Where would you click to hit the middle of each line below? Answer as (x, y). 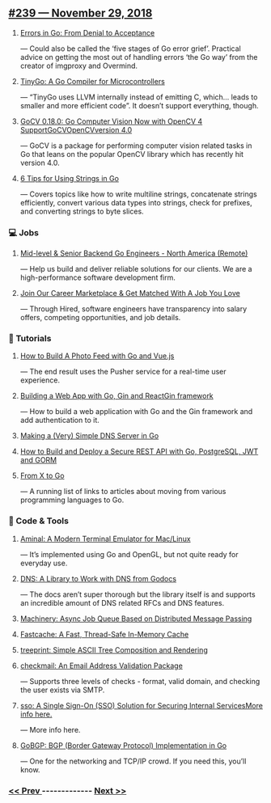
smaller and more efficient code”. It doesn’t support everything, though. (139, 105)
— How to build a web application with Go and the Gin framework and (136, 412)
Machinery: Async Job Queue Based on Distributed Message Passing (136, 619)
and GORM (38, 460)
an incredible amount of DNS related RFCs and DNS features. (122, 602)
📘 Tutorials (30, 339)
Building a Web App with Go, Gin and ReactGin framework (117, 396)
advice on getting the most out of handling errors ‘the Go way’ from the (139, 57)
